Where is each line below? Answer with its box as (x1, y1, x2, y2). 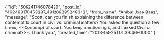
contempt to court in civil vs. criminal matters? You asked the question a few (5, 19, 160, 25)
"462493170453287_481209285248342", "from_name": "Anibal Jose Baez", (5, 9, 159, 15)
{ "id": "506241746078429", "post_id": (5, 4, 83, 10)
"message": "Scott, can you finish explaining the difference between (5, 14, 144, 20)
